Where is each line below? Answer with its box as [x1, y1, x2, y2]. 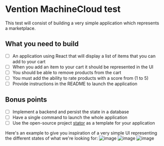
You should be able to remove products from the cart [12, 69, 122, 75]
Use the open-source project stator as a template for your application [12, 120, 156, 126]
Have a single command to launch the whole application [12, 114, 128, 120]
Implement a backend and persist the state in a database [12, 109, 130, 115]
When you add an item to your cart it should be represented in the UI [12, 64, 154, 70]
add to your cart [12, 58, 46, 64]
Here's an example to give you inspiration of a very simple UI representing [5, 130, 158, 136]
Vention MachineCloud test [5, 3, 121, 15]
